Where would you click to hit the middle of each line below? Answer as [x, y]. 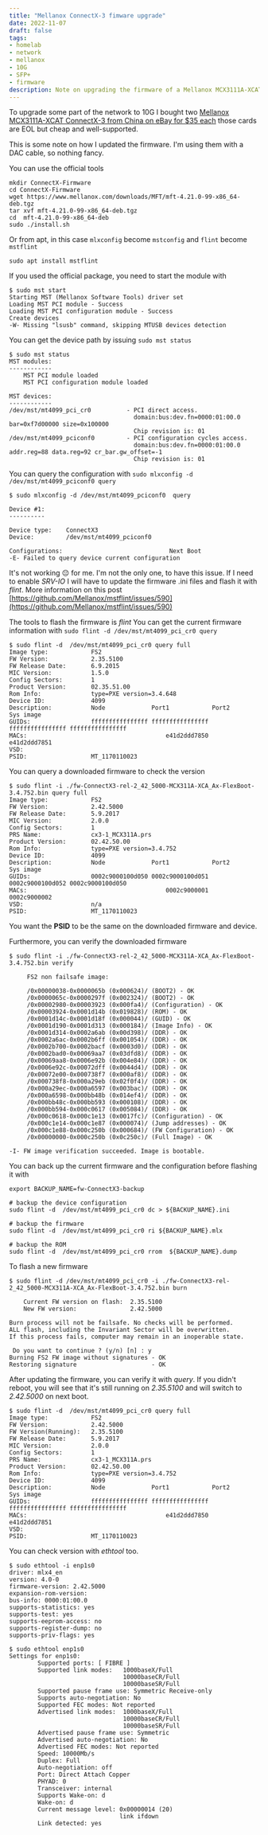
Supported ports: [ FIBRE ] [84, 1663]
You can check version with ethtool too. [74, 1551]
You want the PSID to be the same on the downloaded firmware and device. [133, 926]
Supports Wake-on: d [72, 1796]
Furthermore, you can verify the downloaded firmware [98, 942]
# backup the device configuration [68, 1203]
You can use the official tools [56, 169]
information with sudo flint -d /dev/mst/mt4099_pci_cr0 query [113, 631]
